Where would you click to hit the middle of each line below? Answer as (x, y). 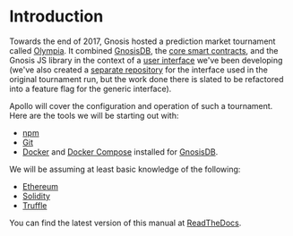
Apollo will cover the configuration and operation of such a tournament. (141, 105)
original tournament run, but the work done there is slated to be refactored (146, 79)
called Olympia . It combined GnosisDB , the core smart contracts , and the (144, 50)
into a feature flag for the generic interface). (90, 88)
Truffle (34, 205)
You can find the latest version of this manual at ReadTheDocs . (125, 223)
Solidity (36, 196)
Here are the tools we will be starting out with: (94, 115)
